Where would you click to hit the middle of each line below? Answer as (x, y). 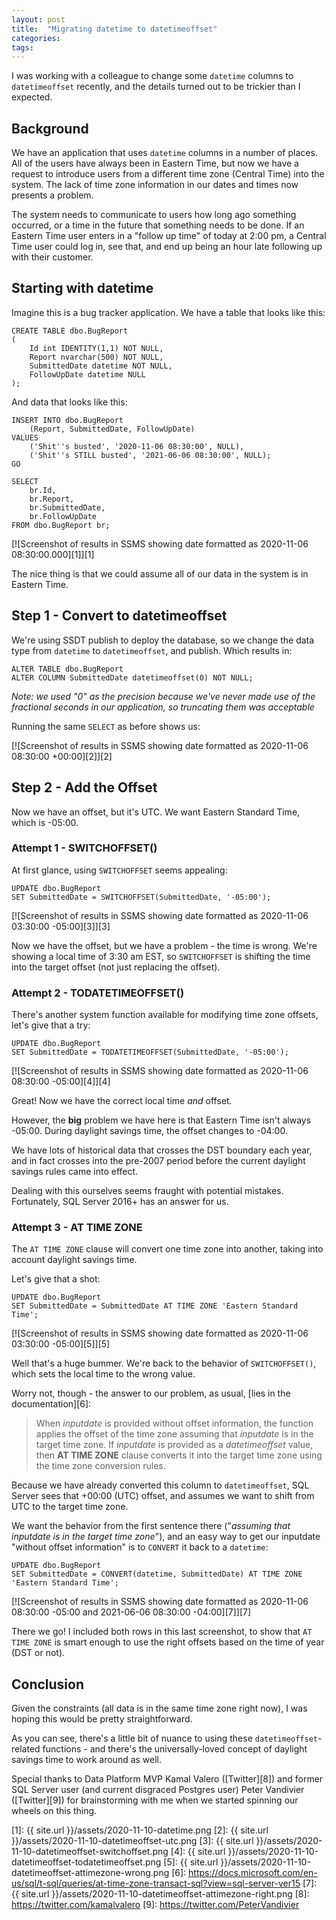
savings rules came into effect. (75, 1172)
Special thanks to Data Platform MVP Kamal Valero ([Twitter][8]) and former (167, 1779)
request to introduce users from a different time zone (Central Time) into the (168, 174)
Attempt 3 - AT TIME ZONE (77, 1228)
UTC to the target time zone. (70, 1507)
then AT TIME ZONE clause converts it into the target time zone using (179, 1455)
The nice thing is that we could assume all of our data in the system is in (160, 573)
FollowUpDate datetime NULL (87, 374)
